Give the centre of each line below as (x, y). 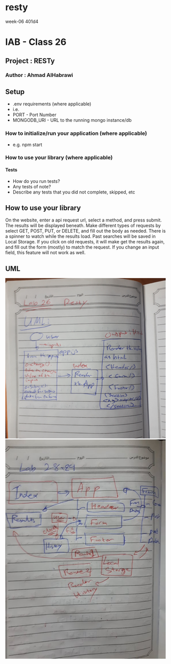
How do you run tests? (36, 181)
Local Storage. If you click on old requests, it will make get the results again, (85, 242)
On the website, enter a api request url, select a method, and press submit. (83, 220)
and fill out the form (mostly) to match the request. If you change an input (82, 247)
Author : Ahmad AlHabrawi (39, 75)
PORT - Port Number (35, 115)
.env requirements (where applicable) (52, 104)
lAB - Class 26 (36, 42)
